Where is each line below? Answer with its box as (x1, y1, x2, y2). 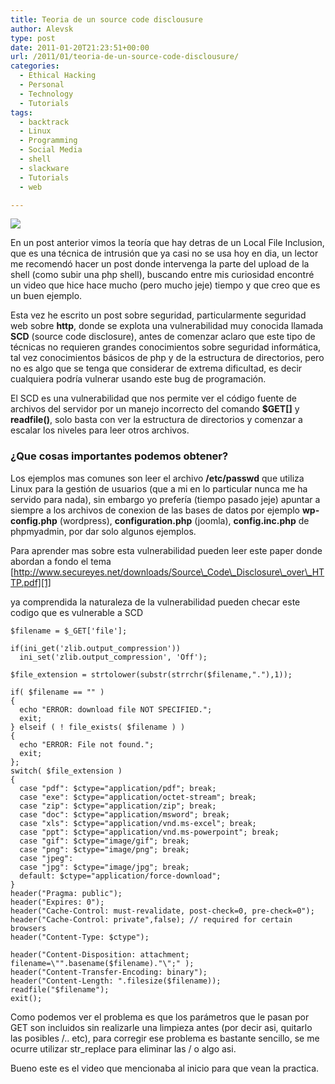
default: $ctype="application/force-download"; (19, 871, 222, 881)
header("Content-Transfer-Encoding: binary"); (10, 967, 208, 977)
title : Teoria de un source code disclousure (10, 14, 203, 25)
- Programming (19, 136, 78, 146)
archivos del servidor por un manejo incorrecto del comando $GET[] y (10, 403, 300, 415)
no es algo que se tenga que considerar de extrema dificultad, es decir (10, 362, 303, 375)
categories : (10, 61, 60, 71)
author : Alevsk (10, 24, 74, 34)
